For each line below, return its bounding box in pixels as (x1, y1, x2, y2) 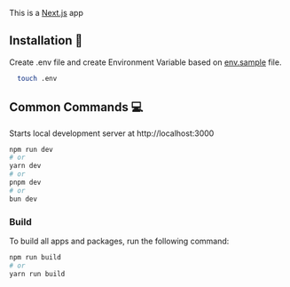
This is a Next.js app (9, 8, 84, 18)
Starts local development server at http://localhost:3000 (9, 128, 215, 139)
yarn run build (9, 269, 66, 278)
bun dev (9, 195, 38, 203)
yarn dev (9, 162, 42, 171)
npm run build (9, 252, 62, 261)
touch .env (17, 74, 58, 83)
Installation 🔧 (9, 33, 83, 48)
